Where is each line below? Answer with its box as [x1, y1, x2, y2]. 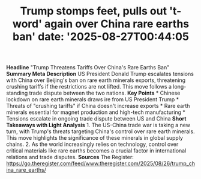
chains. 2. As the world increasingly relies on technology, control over [6, 140, 179, 148]
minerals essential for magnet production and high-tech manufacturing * [6, 108, 186, 116]
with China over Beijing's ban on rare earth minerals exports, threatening [6, 77, 186, 84]
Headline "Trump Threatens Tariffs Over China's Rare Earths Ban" [6, 64, 170, 71]
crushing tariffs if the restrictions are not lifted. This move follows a [6, 83, 172, 90]
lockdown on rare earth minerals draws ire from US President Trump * [6, 96, 179, 103]
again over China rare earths [44, 17, 190, 31]
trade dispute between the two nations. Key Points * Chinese [29, 89, 181, 97]
